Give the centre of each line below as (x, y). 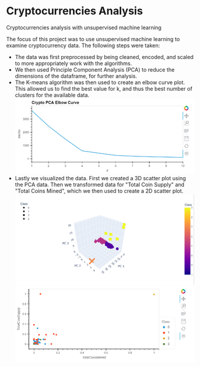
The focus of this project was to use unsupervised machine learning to (93, 39)
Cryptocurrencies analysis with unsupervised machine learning (84, 27)
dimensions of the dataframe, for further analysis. (76, 76)
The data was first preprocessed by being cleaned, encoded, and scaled (104, 57)
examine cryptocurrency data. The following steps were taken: (83, 45)
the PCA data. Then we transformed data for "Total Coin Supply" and (100, 184)
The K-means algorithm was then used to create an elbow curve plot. (100, 82)
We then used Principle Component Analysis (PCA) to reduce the (95, 69)
